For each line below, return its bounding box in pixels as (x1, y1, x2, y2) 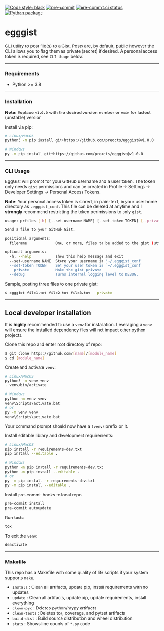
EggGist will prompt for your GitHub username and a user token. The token (5, 179, 155, 184)
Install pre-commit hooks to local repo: (5, 492, 83, 497)
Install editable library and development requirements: (5, 433, 114, 439)
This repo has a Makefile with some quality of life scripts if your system (5, 570, 148, 576)
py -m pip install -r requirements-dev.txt (5, 478, 95, 483)
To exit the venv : (5, 533, 38, 539)
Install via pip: (5, 124, 33, 130)
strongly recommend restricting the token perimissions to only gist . (5, 209, 143, 215)
